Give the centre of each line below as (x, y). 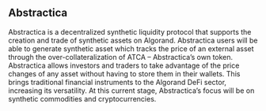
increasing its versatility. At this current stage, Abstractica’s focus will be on (131, 91)
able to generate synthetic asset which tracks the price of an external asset (131, 48)
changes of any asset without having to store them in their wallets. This (124, 73)
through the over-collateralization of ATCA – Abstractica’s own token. (121, 57)
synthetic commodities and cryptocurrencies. (82, 98)
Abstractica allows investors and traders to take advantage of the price (124, 65)
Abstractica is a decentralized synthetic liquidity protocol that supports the (130, 31)
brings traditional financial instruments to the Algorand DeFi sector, (118, 82)
